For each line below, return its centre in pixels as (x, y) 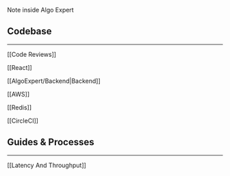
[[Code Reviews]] (32, 54)
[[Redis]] (20, 107)
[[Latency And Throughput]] (47, 165)
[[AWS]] (18, 94)
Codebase (30, 31)
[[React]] (20, 67)
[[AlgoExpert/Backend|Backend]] (54, 81)
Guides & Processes (51, 142)
